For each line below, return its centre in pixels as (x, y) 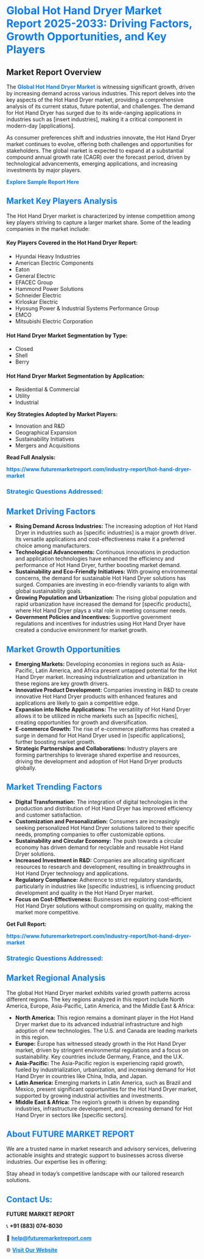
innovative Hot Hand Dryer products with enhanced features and (96, 696)
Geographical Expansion (46, 433)
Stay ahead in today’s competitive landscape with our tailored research (95, 1173)
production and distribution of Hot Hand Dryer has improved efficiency (104, 808)
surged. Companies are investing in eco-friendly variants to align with (102, 585)
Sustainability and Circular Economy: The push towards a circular (99, 840)
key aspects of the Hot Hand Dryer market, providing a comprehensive (95, 100)
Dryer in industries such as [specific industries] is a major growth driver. (106, 533)
